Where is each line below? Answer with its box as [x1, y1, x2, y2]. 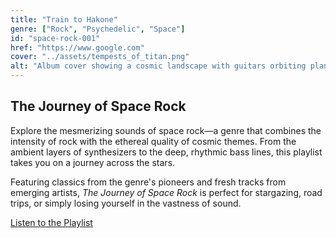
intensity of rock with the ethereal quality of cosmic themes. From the [10, 135, 297, 147]
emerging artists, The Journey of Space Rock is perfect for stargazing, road [10, 186, 323, 198]
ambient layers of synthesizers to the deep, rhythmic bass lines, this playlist [10, 146, 323, 158]
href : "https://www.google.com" [10, 42, 145, 53]
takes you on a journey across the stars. [10, 156, 176, 168]
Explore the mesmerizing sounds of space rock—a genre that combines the [10, 124, 322, 136]
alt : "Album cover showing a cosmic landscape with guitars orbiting [10, 61, 307, 71]
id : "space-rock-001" [10, 33, 101, 43]
